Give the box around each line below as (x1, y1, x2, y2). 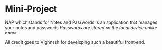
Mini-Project (5, 3, 57, 15)
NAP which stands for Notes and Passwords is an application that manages (5, 19, 158, 25)
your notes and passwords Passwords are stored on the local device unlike (5, 24, 157, 30)
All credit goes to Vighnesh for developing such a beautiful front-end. (5, 39, 146, 45)
